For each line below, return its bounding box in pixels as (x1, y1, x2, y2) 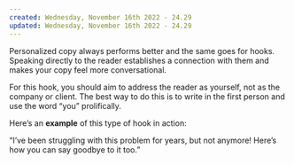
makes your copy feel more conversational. (9, 64, 166, 75)
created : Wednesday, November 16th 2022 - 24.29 (9, 12, 192, 22)
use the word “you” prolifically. (9, 100, 122, 111)
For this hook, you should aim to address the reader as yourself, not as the (9, 82, 281, 92)
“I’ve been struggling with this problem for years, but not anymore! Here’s (9, 135, 277, 145)
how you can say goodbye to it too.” (9, 144, 141, 155)
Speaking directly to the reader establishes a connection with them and (9, 55, 270, 66)
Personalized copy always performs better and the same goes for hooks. (9, 45, 275, 56)
